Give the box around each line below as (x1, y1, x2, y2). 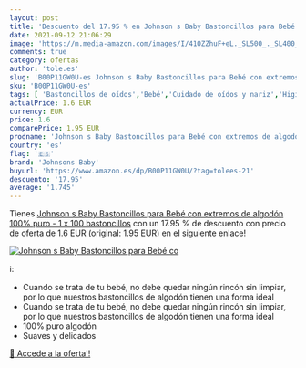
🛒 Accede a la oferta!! (9, 348, 91, 359)
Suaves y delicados (22, 331, 97, 342)
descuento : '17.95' (9, 174, 84, 184)
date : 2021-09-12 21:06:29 (9, 30, 112, 39)
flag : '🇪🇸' (9, 149, 55, 158)
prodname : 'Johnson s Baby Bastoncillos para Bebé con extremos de (9, 132, 271, 142)
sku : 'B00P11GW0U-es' (9, 81, 92, 90)
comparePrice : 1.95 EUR (9, 124, 100, 133)
